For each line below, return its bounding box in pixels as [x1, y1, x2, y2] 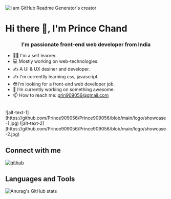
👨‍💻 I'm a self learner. [12, 53, 57, 59]
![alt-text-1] [5, 109, 29, 116]
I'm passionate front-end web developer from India [21, 41, 151, 48]
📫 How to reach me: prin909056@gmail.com [12, 92, 109, 98]
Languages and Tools [5, 174, 75, 183]
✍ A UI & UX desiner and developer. [12, 66, 90, 72]
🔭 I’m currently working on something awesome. [12, 86, 115, 93]
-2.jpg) [5, 131, 20, 138]
